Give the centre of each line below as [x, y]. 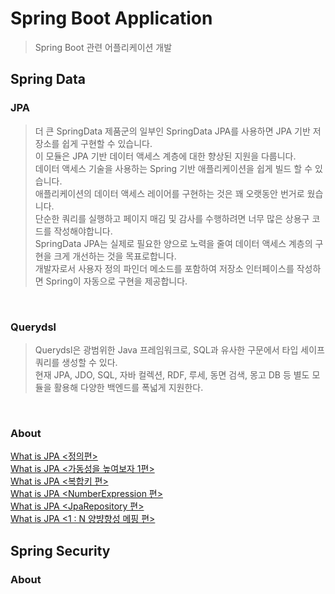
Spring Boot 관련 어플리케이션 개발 [103, 47]
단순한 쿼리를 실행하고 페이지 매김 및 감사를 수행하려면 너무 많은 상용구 [172, 218]
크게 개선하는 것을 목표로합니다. [115, 256]
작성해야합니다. [83, 231]
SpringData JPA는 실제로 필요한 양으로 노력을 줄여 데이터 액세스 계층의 [173, 243]
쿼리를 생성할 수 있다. [76, 362]
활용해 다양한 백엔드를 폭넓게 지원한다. [128, 387]
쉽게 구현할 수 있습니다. [107, 143]
